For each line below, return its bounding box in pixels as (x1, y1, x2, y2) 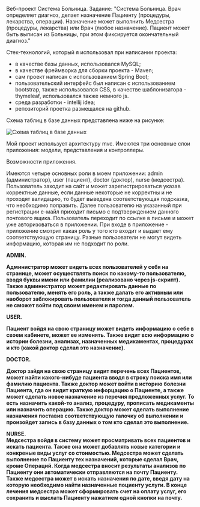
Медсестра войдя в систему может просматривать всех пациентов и (6, 437, 191, 444)
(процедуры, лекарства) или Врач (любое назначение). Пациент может (6, 24, 190, 31)
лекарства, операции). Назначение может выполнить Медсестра (6, 18, 175, 25)
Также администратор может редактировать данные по (6, 283, 157, 289)
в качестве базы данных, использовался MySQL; (14, 60, 141, 67)
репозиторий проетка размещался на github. (14, 105, 131, 112)
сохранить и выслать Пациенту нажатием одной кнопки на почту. (6, 494, 183, 501)
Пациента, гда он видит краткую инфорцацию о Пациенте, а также (6, 387, 184, 393)
